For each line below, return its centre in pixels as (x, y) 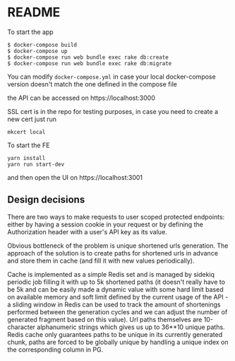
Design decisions (46, 200)
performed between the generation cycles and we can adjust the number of (117, 311)
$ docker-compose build (42, 45)
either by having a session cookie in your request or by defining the (105, 224)
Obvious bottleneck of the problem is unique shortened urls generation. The (118, 246)
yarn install (26, 158)
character (22, 327)
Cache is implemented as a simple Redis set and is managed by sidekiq (111, 274)
